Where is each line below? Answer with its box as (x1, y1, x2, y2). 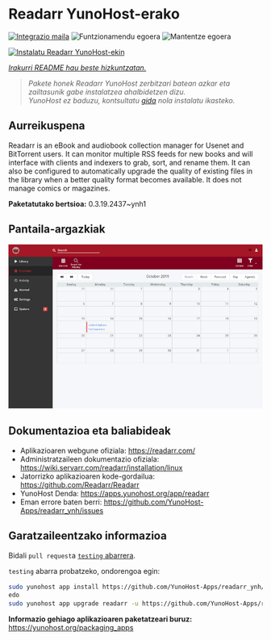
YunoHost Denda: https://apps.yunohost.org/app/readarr (19, 488, 210, 498)
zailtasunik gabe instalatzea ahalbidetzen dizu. (27, 86, 186, 97)
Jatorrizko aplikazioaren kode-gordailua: (19, 471, 156, 481)
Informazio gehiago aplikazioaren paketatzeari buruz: (8, 614, 193, 624)
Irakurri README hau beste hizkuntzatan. (8, 62, 147, 73)
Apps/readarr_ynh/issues (19, 505, 104, 515)
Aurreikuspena (8, 119, 85, 133)
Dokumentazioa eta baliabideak (8, 425, 171, 438)
